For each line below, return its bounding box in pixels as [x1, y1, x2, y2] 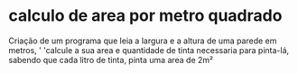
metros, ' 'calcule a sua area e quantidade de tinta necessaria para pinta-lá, [8, 44, 290, 55]
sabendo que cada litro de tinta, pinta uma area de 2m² [8, 54, 214, 65]
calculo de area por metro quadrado [8, 5, 283, 26]
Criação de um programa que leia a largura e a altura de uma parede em [8, 35, 277, 46]
